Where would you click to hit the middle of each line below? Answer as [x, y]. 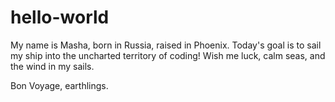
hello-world [60, 17]
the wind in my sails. [52, 66]
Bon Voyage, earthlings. [59, 85]
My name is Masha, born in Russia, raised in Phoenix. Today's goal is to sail [166, 45]
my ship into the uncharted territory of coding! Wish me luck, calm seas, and [168, 55]
